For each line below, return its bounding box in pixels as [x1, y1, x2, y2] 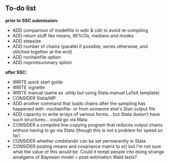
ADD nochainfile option [12, 54, 61, 60]
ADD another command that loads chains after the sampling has [12, 100, 146, 106]
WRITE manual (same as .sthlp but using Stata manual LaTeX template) [12, 89, 160, 95]
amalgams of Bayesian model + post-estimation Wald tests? [12, 154, 137, 160]
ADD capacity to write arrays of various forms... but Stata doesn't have [12, 111, 160, 117]
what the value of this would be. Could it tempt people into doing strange [12, 148, 164, 154]
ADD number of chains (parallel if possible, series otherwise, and [12, 43, 148, 49]
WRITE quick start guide [12, 79, 63, 85]
